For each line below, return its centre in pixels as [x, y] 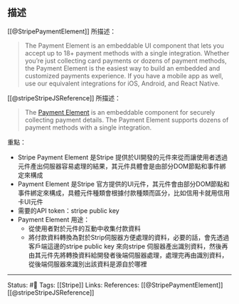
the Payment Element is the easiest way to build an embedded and [122, 68]
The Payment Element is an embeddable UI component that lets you [124, 46]
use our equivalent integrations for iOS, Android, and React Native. [122, 83]
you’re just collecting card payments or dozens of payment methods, [126, 61]
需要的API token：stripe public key [68, 210]
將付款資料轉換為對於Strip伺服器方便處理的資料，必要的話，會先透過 [129, 237]
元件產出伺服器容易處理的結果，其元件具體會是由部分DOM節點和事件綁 [122, 166]
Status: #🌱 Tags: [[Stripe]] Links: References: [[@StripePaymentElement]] [115, 285]
